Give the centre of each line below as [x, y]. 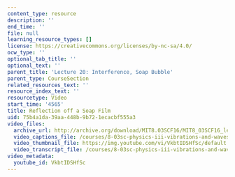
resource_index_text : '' [43, 91]
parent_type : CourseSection [48, 78]
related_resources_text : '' [48, 85]
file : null [23, 33]
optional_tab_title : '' [42, 59]
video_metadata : [31, 156]
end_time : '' [26, 26]
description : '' [31, 20]
